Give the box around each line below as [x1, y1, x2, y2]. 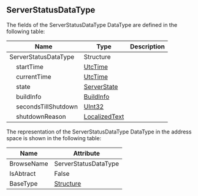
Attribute [73, 149, 100, 157]
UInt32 [83, 102, 104, 111]
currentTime [16, 72, 51, 81]
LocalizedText [83, 112, 124, 121]
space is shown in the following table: [6, 134, 102, 141]
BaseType [9, 179, 38, 187]
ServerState [83, 82, 118, 91]
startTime [16, 62, 44, 71]
